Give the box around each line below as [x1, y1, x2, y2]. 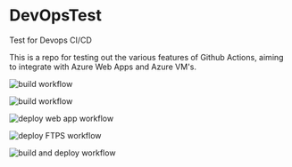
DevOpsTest [9, 5, 103, 26]
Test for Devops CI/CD [9, 35, 92, 45]
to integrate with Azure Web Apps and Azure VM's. [9, 61, 197, 72]
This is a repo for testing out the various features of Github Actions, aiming [9, 52, 284, 62]
